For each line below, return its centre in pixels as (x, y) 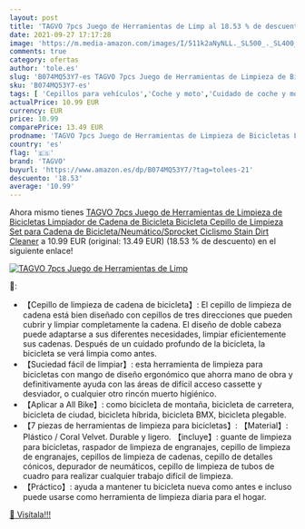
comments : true (38, 52)
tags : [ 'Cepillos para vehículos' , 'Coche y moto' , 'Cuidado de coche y (148, 93)
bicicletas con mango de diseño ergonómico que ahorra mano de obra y (157, 375)
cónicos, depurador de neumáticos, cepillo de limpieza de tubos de (148, 466)
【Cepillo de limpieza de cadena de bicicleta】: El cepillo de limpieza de (157, 305)
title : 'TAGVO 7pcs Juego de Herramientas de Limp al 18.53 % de (135, 26)
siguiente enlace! (41, 251)
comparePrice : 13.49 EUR (56, 128)
